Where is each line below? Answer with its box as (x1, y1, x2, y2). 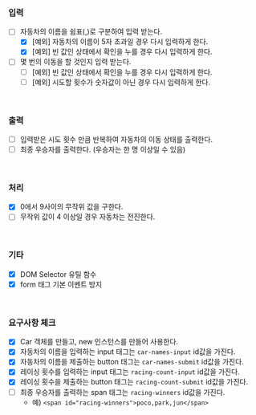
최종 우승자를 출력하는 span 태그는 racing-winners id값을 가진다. (19, 387, 226, 397)
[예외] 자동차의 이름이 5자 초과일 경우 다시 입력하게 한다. (31, 37, 209, 47)
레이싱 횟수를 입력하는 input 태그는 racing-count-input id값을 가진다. (19, 367, 241, 376)
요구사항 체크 (8, 317, 56, 328)
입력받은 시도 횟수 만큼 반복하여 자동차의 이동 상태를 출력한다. (19, 134, 213, 144)
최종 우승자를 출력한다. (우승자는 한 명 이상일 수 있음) (19, 144, 186, 154)
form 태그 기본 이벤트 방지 (19, 279, 103, 289)
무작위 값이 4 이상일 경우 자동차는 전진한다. (19, 212, 156, 222)
